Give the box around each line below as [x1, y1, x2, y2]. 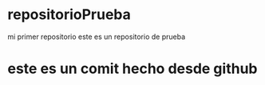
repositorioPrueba [7, 6, 131, 24]
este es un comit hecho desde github [7, 60, 258, 78]
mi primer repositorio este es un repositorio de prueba [7, 32, 186, 41]
